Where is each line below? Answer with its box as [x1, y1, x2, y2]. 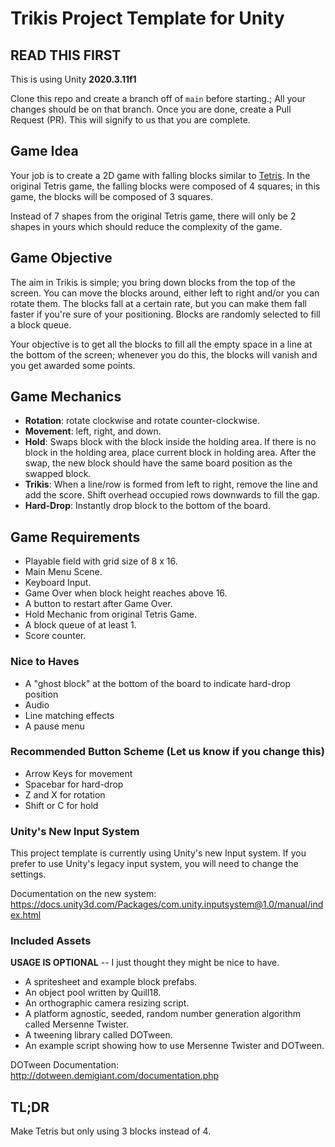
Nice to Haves [10, 655, 80, 669]
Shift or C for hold [24, 799, 99, 811]
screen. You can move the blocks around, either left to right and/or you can [10, 287, 320, 299]
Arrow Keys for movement [24, 767, 133, 779]
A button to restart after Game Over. [24, 598, 173, 610]
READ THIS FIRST [10, 47, 122, 64]
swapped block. [24, 468, 92, 480]
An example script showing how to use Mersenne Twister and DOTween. [24, 1040, 325, 1052]
